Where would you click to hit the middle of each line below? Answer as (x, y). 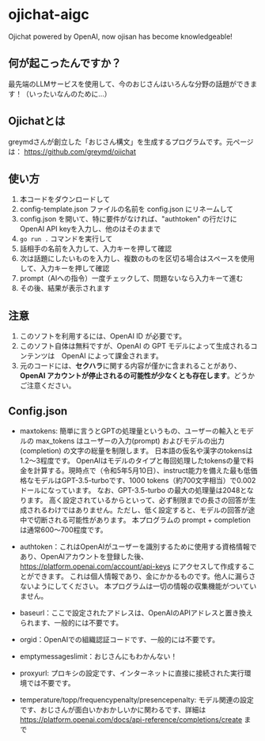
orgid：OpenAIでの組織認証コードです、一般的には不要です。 (119, 639)
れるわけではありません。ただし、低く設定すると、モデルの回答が (141, 510)
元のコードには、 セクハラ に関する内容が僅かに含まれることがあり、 (130, 366)
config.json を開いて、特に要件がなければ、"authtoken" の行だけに (128, 219)
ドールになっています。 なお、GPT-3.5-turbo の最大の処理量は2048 (130, 490)
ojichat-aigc (49, 15)
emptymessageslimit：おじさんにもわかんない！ (98, 656)
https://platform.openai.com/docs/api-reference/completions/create (131, 720)
